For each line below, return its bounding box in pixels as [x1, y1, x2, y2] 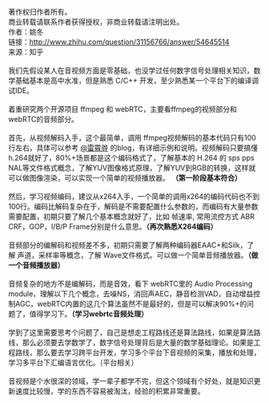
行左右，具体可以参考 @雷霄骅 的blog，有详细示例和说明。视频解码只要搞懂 [8, 143, 259, 153]
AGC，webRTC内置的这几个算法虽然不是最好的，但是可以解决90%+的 [14, 299, 247, 308]
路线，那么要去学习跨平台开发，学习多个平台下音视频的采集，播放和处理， [14, 348, 261, 357]
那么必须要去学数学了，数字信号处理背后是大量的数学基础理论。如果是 [22, 338, 254, 347]
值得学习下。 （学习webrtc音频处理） [29, 309, 149, 319]
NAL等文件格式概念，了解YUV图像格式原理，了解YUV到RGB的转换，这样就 [8, 163, 256, 173]
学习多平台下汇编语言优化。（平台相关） [8, 358, 139, 367]
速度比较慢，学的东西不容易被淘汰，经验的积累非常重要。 [14, 386, 205, 396]
